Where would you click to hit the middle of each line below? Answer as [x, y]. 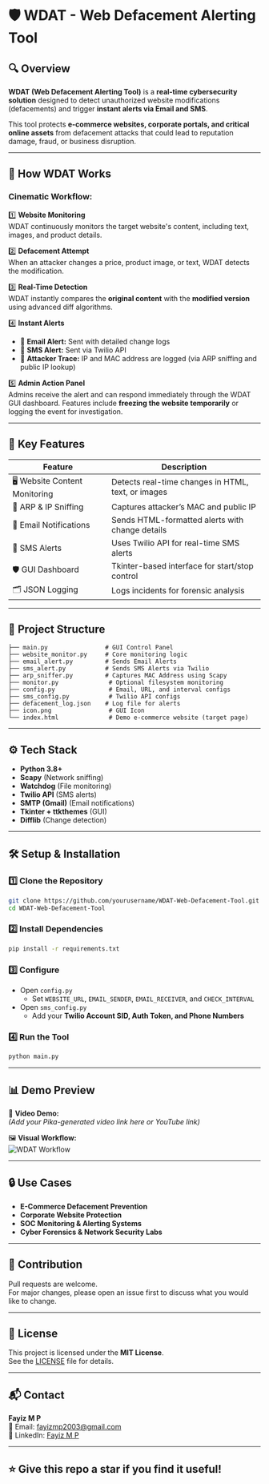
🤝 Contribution [45, 1265]
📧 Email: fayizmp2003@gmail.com [65, 1427]
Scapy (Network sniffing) [62, 778]
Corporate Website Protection [71, 1215]
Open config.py [46, 991]
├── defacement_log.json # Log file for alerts [94, 704]
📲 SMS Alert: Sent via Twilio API [73, 350]
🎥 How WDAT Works [60, 174]
